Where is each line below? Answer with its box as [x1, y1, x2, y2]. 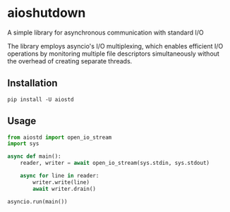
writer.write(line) [32, 178, 90, 186]
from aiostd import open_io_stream [7, 134, 112, 141]
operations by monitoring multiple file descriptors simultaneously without [7, 49, 220, 58]
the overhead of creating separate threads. [7, 56, 133, 65]
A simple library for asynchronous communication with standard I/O [7, 28, 204, 37]
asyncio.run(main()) [7, 198, 68, 205]
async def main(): [7, 153, 61, 160]
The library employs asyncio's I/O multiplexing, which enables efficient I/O [7, 42, 224, 50]
